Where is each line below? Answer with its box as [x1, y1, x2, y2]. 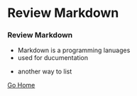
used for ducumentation [17, 54, 89, 62]
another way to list [17, 67, 72, 76]
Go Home [7, 81, 35, 90]
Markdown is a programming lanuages [17, 46, 131, 54]
